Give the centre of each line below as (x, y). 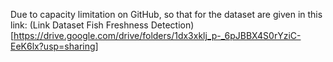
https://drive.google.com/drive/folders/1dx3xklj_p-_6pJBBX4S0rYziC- (157, 35)
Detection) (172, 25)
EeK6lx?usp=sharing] (54, 46)
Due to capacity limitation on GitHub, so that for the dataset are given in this (166, 14)
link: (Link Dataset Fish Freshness (79, 25)
